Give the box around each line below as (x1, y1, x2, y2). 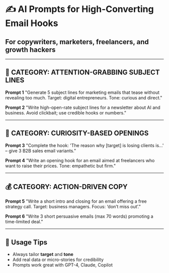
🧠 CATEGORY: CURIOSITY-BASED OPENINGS (5, 129, 149, 138)
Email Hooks (5, 18, 58, 29)
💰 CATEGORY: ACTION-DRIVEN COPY (5, 183, 128, 191)
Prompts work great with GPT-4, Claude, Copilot (12, 262, 113, 268)
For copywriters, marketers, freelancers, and (5, 38, 149, 46)
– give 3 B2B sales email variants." (5, 148, 76, 154)
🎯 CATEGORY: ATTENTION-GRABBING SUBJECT (5, 68, 160, 77)
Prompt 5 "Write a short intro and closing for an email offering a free (5, 198, 147, 204)
